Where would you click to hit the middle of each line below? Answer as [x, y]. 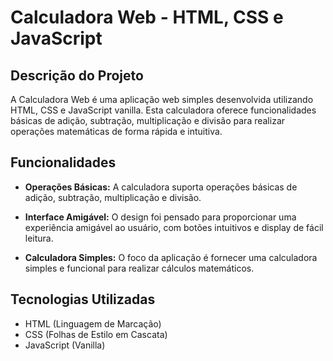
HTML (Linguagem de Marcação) [93, 323]
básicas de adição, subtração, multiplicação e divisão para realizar [148, 120]
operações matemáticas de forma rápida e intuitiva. [116, 131]
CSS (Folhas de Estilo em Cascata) [96, 334]
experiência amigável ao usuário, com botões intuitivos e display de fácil [174, 227]
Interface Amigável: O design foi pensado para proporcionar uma [160, 217]
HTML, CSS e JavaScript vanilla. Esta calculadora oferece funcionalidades [163, 110]
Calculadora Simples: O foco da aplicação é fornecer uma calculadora [171, 257]
